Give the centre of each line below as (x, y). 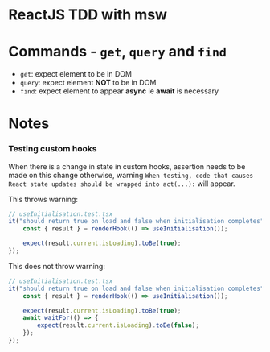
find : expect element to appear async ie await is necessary (119, 91)
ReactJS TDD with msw (88, 15)
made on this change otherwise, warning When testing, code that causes (131, 175)
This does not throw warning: (57, 266)
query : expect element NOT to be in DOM (88, 83)
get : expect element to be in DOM (76, 74)
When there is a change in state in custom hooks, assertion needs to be (127, 166)
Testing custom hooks (53, 149)
